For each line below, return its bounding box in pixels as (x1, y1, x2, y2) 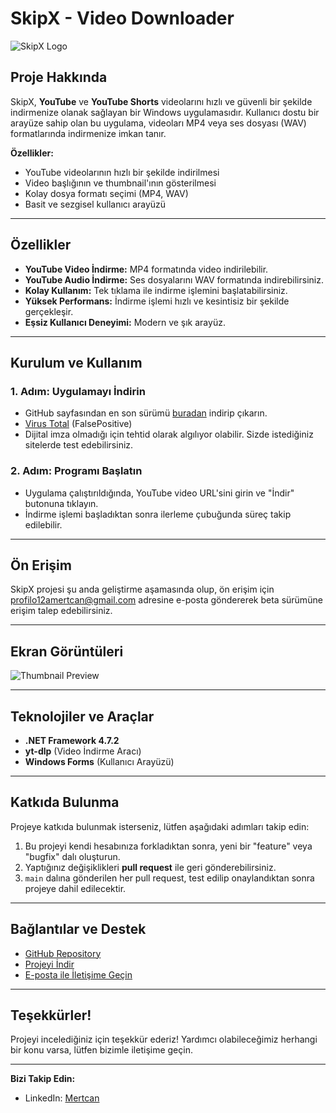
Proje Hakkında (10, 69, 108, 86)
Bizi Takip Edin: (10, 1073, 76, 1085)
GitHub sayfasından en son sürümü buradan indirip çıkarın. (24, 407, 268, 419)
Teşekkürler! (10, 1007, 92, 1024)
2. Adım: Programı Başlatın (10, 464, 143, 478)
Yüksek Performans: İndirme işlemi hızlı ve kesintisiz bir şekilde (24, 295, 290, 307)
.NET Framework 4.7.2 (24, 734, 120, 746)
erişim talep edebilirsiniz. (10, 605, 113, 617)
